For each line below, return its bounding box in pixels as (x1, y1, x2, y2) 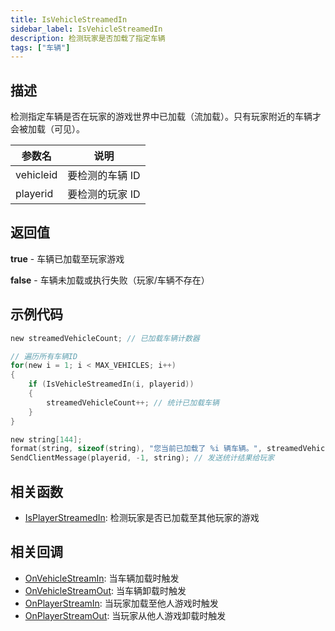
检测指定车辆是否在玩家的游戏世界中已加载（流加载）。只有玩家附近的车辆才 (10, 111, 322, 123)
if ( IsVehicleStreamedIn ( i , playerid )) (28, 379, 195, 390)
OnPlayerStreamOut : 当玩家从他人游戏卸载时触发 (24, 609, 227, 621)
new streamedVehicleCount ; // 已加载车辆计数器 (10, 333, 200, 343)
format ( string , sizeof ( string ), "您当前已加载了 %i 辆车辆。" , (10, 444, 263, 454)
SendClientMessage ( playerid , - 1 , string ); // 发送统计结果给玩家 (10, 453, 275, 463)
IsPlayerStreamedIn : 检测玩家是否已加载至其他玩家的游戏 (24, 512, 260, 523)
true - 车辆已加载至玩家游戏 (10, 252, 125, 265)
